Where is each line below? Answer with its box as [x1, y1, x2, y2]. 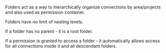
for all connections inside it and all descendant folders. [5, 43, 117, 49]
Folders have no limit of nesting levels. [5, 19, 83, 25]
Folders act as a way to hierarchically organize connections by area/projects [5, 4, 161, 10]
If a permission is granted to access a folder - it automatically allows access [5, 38, 160, 44]
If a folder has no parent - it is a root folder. [5, 28, 93, 34]
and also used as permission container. [5, 9, 85, 15]
